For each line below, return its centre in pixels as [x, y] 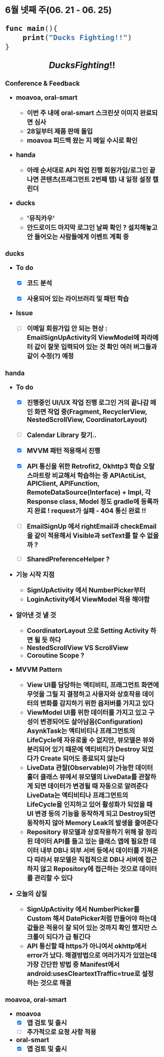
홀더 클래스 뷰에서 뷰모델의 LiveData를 [82, 777]
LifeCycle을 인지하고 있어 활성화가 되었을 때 [90, 804]
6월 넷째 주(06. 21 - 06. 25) [59, 10]
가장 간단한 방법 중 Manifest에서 [73, 964]
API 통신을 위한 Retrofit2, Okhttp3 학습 [84, 466]
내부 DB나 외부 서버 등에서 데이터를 [90, 850]
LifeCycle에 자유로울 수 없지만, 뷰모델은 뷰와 [91, 740]
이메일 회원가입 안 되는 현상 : [67, 328]
